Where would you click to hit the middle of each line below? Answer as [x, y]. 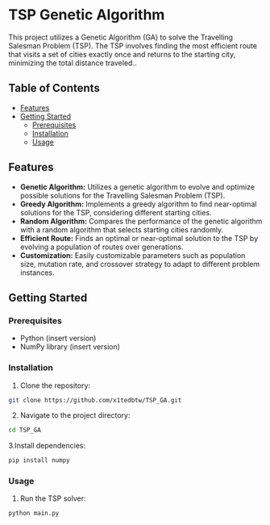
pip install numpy [39, 460]
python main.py [34, 514]
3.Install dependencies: [47, 446]
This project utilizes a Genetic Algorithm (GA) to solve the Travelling [121, 37]
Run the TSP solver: [53, 498]
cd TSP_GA [25, 430]
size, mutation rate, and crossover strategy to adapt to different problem [140, 264]
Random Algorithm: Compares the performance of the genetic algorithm [141, 221]
